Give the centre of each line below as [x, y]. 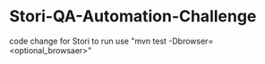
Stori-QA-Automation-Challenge [133, 16]
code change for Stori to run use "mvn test [88, 41]
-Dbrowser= [191, 41]
